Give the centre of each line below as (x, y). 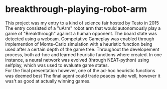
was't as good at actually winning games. (48, 81)
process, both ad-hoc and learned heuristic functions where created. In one (83, 54)
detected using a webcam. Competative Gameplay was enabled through (80, 39)
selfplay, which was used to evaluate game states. (57, 65)
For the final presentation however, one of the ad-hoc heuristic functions (80, 70)
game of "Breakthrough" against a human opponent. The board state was (81, 33)
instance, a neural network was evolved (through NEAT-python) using (77, 60)
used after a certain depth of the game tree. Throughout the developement (82, 49)
